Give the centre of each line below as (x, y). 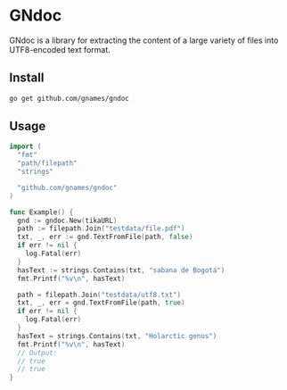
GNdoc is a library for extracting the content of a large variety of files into (144, 40)
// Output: (37, 353)
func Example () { (41, 212)
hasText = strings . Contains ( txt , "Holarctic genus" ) (117, 336)
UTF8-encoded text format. (60, 49)
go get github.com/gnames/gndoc (69, 98)
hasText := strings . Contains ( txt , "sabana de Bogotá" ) (121, 270)
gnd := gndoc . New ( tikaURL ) (67, 220)
